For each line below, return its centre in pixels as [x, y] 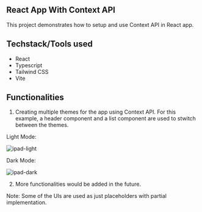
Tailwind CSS [32, 71]
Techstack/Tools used [49, 44]
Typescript [29, 65]
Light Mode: [21, 137]
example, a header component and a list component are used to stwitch [106, 119]
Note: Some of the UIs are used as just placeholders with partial [86, 196]
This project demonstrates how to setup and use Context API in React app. [100, 24]
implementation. [27, 203]
